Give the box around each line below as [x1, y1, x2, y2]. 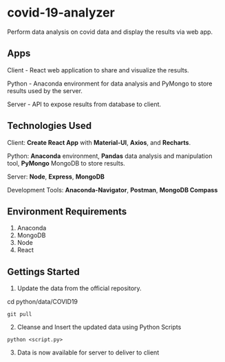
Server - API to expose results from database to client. [7, 100, 162, 108]
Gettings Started [7, 265, 81, 277]
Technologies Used [7, 120, 92, 132]
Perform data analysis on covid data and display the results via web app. [7, 28, 213, 36]
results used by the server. [7, 86, 83, 94]
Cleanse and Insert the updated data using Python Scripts [17, 323, 182, 332]
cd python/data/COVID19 [7, 298, 78, 306]
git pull [7, 311, 32, 318]
